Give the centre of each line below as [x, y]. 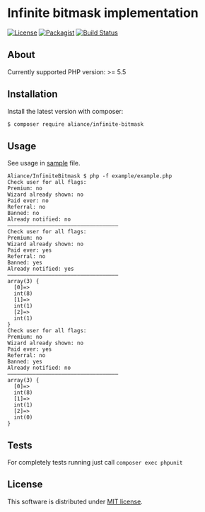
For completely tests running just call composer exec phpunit [95, 462]
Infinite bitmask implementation [103, 13]
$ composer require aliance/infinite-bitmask [75, 124]
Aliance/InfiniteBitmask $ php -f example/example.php [90, 176]
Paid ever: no [28, 201]
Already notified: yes [41, 269]
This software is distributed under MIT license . [75, 501]
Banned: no [23, 214]
